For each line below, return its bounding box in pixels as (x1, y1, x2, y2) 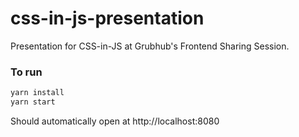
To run (10, 65, 43, 79)
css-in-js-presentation (10, 7, 205, 30)
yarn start (10, 97, 56, 107)
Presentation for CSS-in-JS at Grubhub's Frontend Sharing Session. (10, 40, 290, 52)
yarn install (10, 88, 65, 98)
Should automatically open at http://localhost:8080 (10, 115, 220, 127)
